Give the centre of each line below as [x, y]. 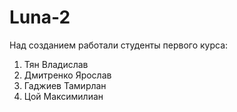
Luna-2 [40, 17]
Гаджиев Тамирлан [65, 85]
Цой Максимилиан [63, 96]
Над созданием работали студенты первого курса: [119, 45]
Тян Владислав [56, 64]
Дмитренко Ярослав [67, 75]
